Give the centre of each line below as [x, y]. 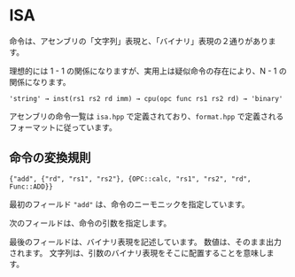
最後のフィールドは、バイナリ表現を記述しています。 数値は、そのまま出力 [145, 242]
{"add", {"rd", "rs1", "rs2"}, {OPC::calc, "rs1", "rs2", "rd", [130, 179]
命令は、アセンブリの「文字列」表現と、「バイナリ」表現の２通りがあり [139, 41]
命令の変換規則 [50, 158]
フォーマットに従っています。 [63, 127]
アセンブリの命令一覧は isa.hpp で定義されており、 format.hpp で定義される [147, 116]
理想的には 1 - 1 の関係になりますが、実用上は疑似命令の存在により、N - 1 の [148, 71]
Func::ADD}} [31, 187]
